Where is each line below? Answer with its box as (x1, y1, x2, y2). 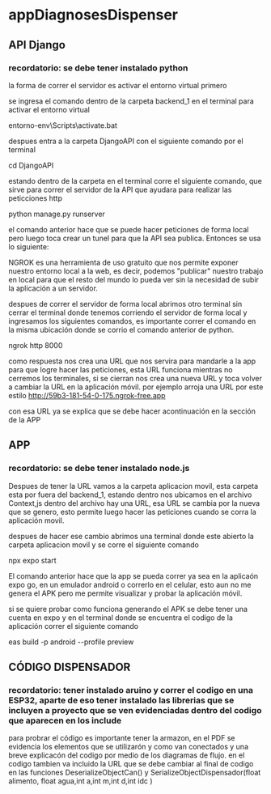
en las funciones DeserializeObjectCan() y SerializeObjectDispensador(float (8, 767, 261, 778)
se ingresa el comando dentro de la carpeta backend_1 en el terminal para (8, 96, 255, 106)
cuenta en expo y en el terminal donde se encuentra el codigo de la (8, 613, 233, 622)
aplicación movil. (8, 516, 65, 525)
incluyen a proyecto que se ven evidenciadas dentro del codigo (8, 704, 262, 715)
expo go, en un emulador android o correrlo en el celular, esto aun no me (8, 580, 252, 589)
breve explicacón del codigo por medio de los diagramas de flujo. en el (8, 750, 245, 760)
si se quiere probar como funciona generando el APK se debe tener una (8, 604, 248, 614)
